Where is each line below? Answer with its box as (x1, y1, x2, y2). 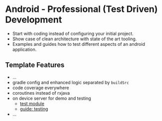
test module (19, 101, 45, 107)
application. (12, 46, 37, 52)
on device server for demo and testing (12, 95, 91, 101)
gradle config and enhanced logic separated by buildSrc (12, 79, 129, 85)
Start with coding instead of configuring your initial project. (12, 30, 134, 36)
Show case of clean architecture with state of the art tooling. (12, 36, 137, 42)
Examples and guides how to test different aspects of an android (12, 41, 146, 47)
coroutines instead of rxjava (12, 90, 70, 96)
